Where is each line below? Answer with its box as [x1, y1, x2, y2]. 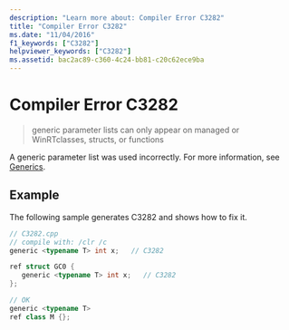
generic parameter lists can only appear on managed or [31, 124, 240, 135]
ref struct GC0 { [9, 262, 75, 272]
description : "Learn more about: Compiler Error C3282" [9, 13, 225, 23]
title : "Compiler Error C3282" [9, 22, 128, 31]
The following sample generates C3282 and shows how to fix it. [9, 211, 247, 222]
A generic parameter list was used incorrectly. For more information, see [9, 151, 281, 162]
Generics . [9, 160, 46, 172]
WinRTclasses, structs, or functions [31, 133, 165, 145]
